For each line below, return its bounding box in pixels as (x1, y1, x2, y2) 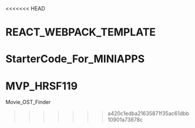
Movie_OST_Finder (5, 99, 51, 106)
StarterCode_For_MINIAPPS (5, 52, 145, 66)
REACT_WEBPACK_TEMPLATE (5, 26, 156, 39)
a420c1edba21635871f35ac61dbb (107, 110, 189, 117)
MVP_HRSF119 (5, 79, 78, 93)
